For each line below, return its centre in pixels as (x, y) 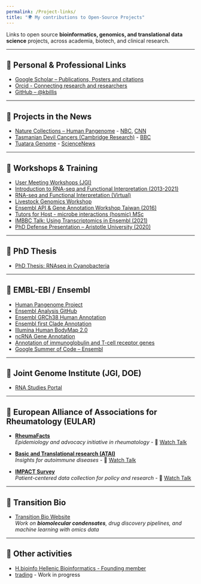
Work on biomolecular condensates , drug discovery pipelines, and (98, 523)
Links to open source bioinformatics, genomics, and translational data (95, 34)
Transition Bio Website (42, 517)
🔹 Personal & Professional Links (66, 65)
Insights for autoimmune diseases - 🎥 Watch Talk (75, 460)
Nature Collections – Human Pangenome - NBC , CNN (80, 131)
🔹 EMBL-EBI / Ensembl (48, 290)
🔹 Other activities (39, 554)
